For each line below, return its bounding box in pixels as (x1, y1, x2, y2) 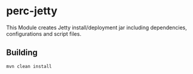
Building (6, 48, 38, 58)
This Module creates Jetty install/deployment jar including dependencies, (6, 24, 187, 31)
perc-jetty (6, 4, 58, 18)
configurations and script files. (6, 30, 82, 37)
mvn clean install (6, 63, 52, 69)
